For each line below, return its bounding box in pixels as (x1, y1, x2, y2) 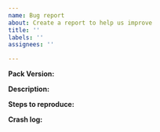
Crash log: (8, 115, 43, 124)
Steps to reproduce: (8, 100, 75, 109)
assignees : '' (8, 41, 55, 49)
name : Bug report (8, 11, 65, 20)
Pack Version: (8, 69, 55, 79)
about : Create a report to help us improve (8, 19, 153, 27)
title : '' (8, 26, 41, 34)
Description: (8, 84, 49, 94)
